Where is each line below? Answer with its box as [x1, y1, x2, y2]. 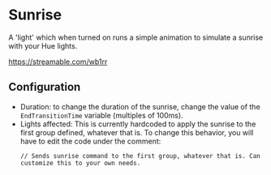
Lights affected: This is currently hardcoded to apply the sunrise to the [19, 119, 256, 129]
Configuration [8, 80, 81, 94]
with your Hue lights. [8, 41, 78, 50]
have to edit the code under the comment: [19, 136, 161, 146]
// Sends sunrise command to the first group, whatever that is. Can [19, 152, 261, 160]
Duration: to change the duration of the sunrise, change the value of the [19, 101, 261, 111]
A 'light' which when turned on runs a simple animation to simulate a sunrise [8, 32, 264, 42]
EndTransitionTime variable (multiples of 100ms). [19, 110, 184, 120]
